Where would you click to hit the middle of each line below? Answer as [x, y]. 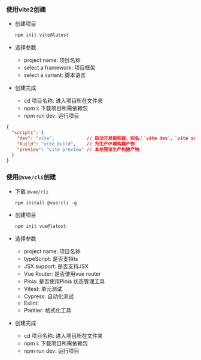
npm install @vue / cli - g [46, 203]
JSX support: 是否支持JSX [56, 266]
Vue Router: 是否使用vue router [62, 274]
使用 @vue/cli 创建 [31, 177]
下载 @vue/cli [32, 191]
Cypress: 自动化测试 [49, 296]
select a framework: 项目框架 [60, 68]
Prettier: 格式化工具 [48, 310]
